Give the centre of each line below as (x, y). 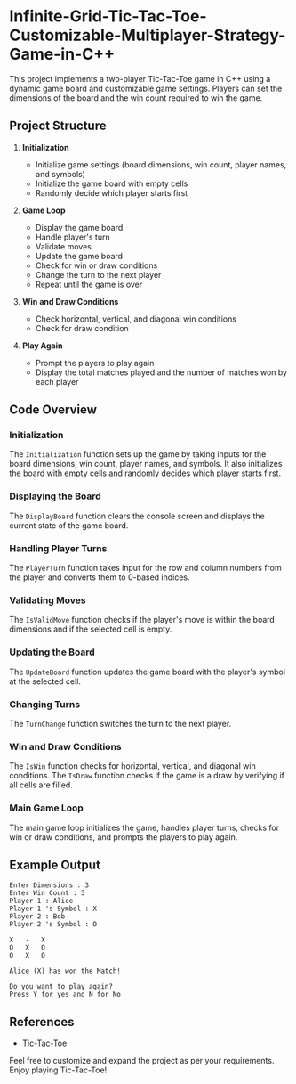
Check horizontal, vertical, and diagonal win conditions (136, 319)
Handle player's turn (72, 237)
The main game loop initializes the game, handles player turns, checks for (144, 827)
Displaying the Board (55, 496)
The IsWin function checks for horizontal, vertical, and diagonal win (132, 766)
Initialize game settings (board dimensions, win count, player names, (161, 164)
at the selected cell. (45, 681)
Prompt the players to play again (95, 363)
